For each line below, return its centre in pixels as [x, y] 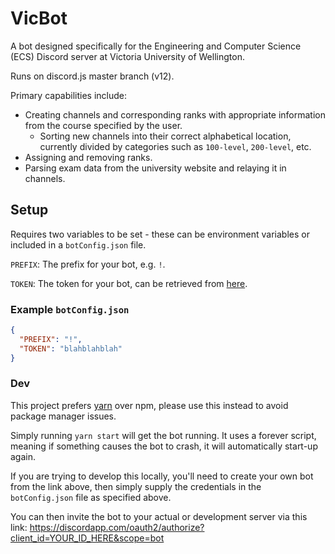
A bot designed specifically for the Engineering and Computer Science [156, 46]
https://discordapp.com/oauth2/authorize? [117, 527]
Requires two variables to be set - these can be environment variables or [160, 234]
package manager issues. [63, 416]
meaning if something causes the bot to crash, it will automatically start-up [164, 446]
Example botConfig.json [70, 309]
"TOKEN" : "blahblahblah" [71, 348]
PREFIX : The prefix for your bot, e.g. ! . [88, 264]
